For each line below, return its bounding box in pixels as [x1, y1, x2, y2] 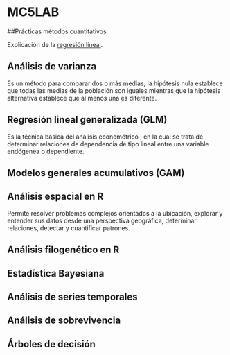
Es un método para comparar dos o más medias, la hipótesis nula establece [7, 79, 223, 87]
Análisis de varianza [7, 60, 97, 73]
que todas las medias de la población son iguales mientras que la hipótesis [7, 86, 221, 94]
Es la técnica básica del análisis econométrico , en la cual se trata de [7, 132, 204, 141]
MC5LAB [7, 4, 60, 20]
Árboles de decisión [7, 338, 96, 350]
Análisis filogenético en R [7, 244, 120, 256]
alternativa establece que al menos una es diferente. [7, 94, 157, 102]
